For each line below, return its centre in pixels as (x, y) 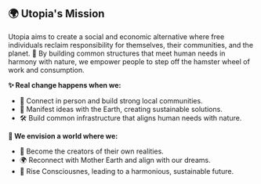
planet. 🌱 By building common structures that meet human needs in (117, 53)
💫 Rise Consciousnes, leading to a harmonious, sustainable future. (126, 171)
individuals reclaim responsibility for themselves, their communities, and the (130, 45)
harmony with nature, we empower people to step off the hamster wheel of (129, 61)
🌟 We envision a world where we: (63, 135)
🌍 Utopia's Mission (56, 14)
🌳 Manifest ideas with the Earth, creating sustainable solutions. (121, 109)
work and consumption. (46, 70)
